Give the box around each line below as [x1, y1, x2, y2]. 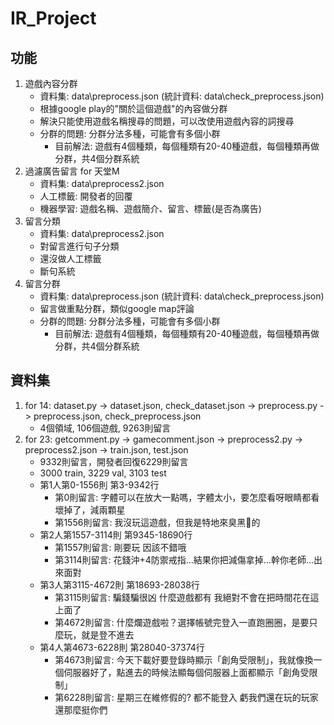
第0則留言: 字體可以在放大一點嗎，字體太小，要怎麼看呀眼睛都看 [54, 491, 320, 503]
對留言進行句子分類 [39, 240, 120, 252]
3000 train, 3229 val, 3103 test [39, 467, 167, 479]
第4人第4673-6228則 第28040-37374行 [39, 641, 205, 653]
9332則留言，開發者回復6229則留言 [39, 455, 189, 467]
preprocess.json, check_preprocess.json [33, 410, 202, 422]
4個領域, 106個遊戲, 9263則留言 [39, 422, 172, 434]
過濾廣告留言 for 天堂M [24, 165, 120, 177]
